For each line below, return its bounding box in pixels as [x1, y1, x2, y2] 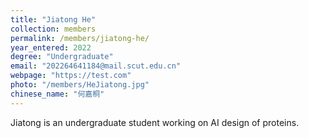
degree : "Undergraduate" [10, 52, 114, 62]
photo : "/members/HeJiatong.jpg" [10, 80, 150, 90]
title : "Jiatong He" [10, 14, 97, 25]
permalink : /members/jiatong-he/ [10, 33, 150, 43]
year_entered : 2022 [10, 42, 92, 53]
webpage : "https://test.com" [10, 71, 132, 81]
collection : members [10, 24, 97, 34]
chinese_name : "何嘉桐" [10, 89, 105, 99]
